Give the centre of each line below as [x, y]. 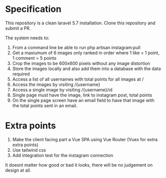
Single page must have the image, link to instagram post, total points [82, 95]
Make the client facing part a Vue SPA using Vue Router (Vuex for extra [85, 139]
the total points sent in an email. [45, 105]
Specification [33, 9]
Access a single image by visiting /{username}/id [62, 89]
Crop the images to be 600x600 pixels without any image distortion [81, 63]
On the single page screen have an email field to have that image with [83, 100]
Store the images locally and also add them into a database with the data [86, 69]
